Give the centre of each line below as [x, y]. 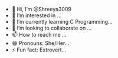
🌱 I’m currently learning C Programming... [62, 22]
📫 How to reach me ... [39, 35]
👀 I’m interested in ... [37, 15]
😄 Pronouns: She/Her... [40, 43]
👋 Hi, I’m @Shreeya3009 [42, 9]
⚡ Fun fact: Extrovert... [39, 50]
